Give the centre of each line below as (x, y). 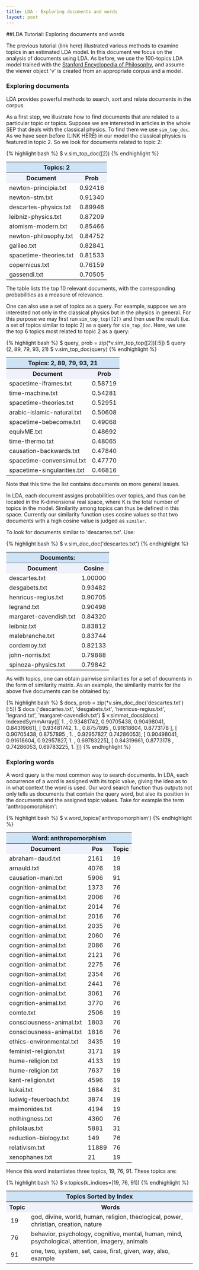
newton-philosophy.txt (41, 236)
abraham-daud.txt (35, 859)
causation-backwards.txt (44, 451)
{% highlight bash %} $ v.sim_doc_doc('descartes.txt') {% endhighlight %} (97, 544)
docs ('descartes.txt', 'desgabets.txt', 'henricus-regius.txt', (94, 709)
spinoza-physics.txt (37, 665)
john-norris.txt (30, 655)
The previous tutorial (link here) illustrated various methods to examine (92, 46)
